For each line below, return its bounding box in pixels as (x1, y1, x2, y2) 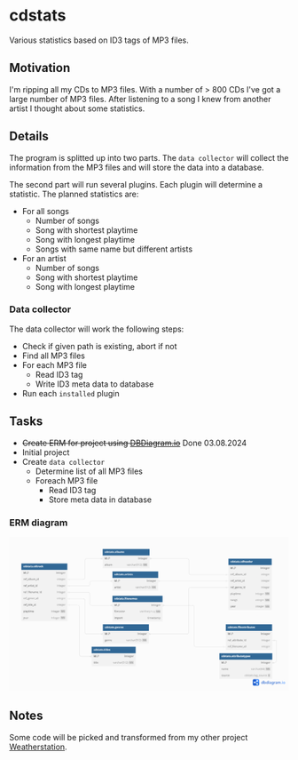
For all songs (21, 205, 69, 216)
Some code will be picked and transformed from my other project (9, 732, 248, 742)
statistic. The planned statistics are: (9, 188, 139, 199)
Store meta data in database (48, 494, 153, 505)
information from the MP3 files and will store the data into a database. (9, 162, 264, 172)
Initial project (21, 446, 70, 458)
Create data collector (21, 456, 105, 467)
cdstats (9, 5, 67, 26)
